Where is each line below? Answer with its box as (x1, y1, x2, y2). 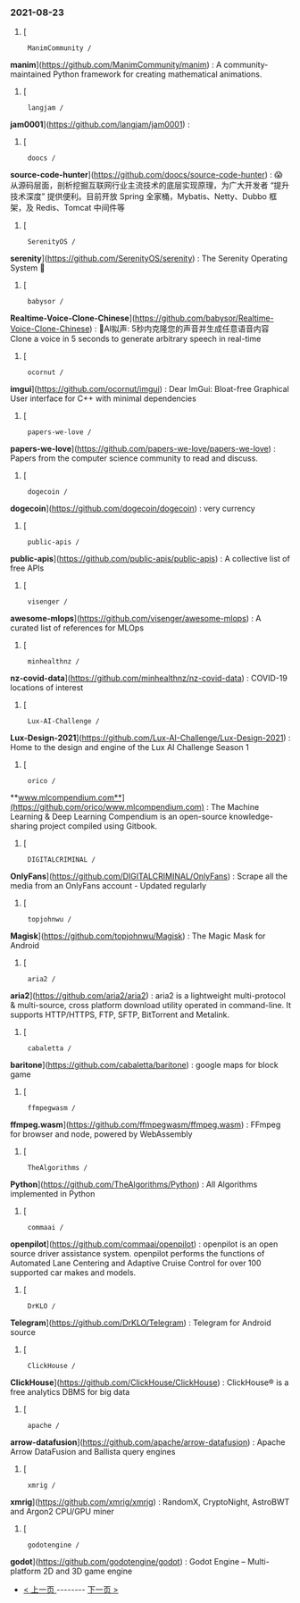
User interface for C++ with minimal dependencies (10, 393, 197, 404)
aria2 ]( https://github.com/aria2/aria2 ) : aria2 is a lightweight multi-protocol (10, 990, 287, 1001)
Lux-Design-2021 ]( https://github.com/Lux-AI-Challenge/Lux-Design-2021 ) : (10, 732, 291, 743)
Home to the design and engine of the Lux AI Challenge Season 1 (10, 742, 249, 753)
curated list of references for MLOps (10, 622, 145, 633)
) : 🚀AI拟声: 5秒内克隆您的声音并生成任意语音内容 (88, 323, 270, 334)
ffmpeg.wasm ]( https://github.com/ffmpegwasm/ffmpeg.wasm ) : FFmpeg (10, 1119, 281, 1131)
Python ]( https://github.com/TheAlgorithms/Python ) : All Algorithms (10, 1179, 258, 1190)
